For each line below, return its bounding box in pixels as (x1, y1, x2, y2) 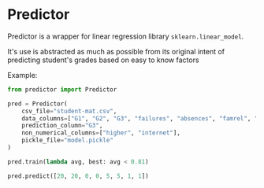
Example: (7, 70, 38, 79)
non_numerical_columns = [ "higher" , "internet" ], (21, 129, 180, 137)
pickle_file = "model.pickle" (21, 136, 113, 145)
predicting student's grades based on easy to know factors (7, 55, 199, 65)
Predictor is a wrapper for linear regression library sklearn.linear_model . (7, 31, 244, 41)
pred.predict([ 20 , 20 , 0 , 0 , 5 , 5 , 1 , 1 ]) (7, 171, 149, 180)
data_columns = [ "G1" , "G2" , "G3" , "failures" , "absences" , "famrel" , (21, 114, 251, 123)
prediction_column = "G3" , (21, 122, 103, 130)
